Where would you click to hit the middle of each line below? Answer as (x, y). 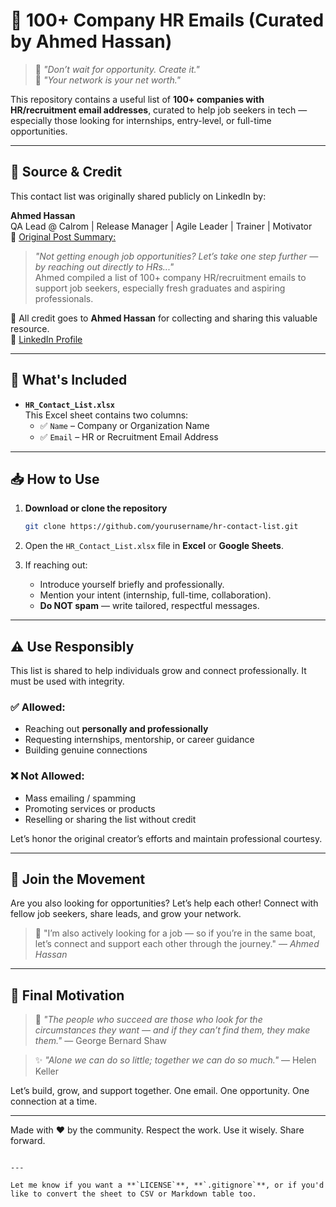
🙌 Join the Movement (78, 879)
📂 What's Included (69, 380)
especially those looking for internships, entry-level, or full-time (141, 120)
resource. (30, 328)
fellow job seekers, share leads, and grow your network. (126, 914)
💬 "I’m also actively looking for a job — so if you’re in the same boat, (175, 933)
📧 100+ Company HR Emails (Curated (167, 20)
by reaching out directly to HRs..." (104, 266)
